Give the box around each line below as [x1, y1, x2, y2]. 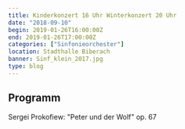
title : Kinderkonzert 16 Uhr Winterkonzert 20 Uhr [8, 11, 177, 20]
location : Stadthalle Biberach [8, 48, 111, 56]
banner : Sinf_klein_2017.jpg [8, 56, 103, 63]
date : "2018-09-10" [8, 19, 72, 27]
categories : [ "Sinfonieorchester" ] [8, 41, 125, 48]
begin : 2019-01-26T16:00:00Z [8, 26, 103, 34]
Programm [8, 91, 61, 105]
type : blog [8, 63, 44, 70]
